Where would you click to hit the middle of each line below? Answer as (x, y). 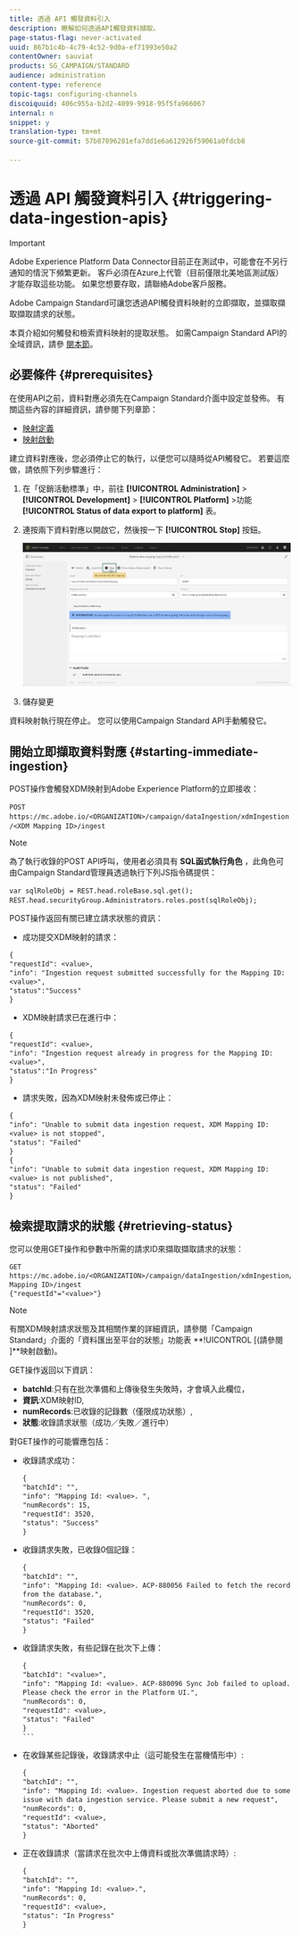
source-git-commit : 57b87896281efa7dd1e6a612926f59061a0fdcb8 (127, 141)
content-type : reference (55, 85)
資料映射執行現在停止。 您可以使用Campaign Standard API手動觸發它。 (141, 721)
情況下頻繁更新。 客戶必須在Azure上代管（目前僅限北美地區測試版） (158, 272)
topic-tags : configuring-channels (74, 94)
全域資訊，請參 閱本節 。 (54, 344)
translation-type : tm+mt (55, 132)
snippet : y (29, 122)
